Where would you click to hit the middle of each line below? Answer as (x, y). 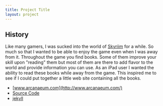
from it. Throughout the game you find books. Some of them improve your (81, 57)
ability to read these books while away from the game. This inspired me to (81, 73)
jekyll (18, 99)
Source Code (26, 93)
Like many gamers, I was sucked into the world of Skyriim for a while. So (80, 47)
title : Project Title (28, 10)
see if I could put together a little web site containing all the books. (73, 78)
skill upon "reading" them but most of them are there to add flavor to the (79, 62)
